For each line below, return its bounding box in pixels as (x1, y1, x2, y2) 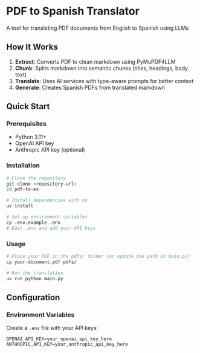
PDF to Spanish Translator (6, 4, 140, 18)
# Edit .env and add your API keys (6, 225, 96, 231)
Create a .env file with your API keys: (6, 324, 98, 332)
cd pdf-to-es (6, 186, 39, 192)
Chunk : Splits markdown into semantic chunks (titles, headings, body (15, 64, 189, 72)
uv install (6, 203, 34, 209)
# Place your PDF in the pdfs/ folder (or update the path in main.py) (6, 254, 190, 260)
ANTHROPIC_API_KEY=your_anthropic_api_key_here (6, 341, 129, 348)
